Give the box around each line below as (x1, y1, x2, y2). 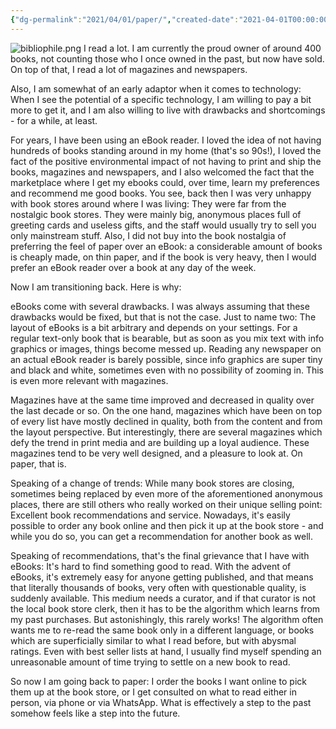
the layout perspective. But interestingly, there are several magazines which (10, 426, 323, 438)
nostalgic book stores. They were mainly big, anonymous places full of (10, 208, 302, 220)
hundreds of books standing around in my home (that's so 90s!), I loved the (10, 144, 322, 156)
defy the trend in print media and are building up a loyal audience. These (10, 436, 310, 448)
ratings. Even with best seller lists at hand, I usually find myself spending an (10, 645, 322, 657)
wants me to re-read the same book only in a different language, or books (10, 624, 315, 636)
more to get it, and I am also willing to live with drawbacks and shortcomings (10, 104, 326, 116)
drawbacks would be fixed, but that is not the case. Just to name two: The (10, 311, 317, 323)
